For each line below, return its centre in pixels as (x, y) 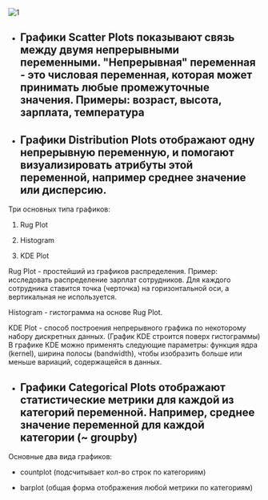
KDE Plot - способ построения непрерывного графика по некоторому (127, 328)
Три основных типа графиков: (59, 209)
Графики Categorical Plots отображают (122, 387)
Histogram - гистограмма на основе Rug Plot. (86, 312)
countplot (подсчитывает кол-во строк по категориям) (113, 472)
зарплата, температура (82, 113)
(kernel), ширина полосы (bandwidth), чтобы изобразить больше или (125, 353)
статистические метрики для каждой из (127, 399)
